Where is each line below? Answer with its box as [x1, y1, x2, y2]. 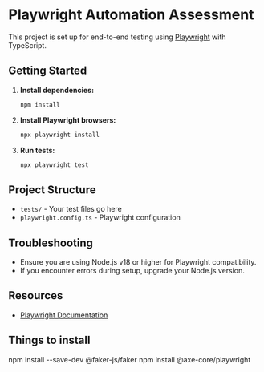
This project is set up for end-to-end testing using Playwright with [8, 32, 226, 42]
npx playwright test [19, 160, 89, 169]
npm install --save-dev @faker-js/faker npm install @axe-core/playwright [8, 354, 251, 364]
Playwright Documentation [19, 310, 108, 320]
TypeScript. [8, 40, 47, 50]
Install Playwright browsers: [19, 115, 116, 125]
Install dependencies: [19, 85, 95, 95]
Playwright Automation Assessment [8, 6, 254, 24]
